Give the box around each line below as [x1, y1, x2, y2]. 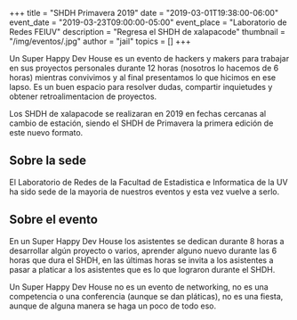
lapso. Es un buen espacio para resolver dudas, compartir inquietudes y [9, 82, 273, 92]
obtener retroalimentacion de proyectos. [9, 91, 157, 102]
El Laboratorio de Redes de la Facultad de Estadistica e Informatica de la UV [9, 176, 288, 187]
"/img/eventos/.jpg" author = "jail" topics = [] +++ [9, 36, 191, 46]
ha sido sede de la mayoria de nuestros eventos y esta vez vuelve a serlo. [9, 186, 280, 197]
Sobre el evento [9, 212, 98, 227]
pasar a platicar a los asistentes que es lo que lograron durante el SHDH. [9, 264, 276, 275]
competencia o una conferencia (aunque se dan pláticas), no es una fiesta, [9, 291, 284, 301]
